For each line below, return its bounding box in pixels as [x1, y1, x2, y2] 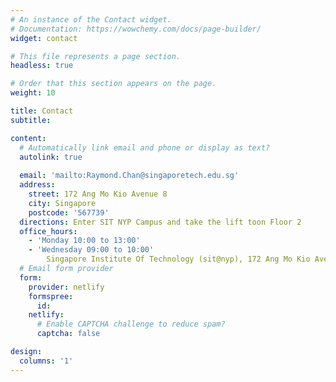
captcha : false [36, 329, 101, 339]
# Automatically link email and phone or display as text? [19, 142, 271, 153]
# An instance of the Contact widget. [10, 14, 172, 25]
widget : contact [10, 33, 78, 43]
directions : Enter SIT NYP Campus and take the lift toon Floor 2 [19, 217, 302, 227]
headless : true [10, 61, 74, 71]
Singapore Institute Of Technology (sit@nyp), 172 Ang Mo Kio [46, 254, 311, 265]
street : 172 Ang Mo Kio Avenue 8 [28, 189, 168, 199]
